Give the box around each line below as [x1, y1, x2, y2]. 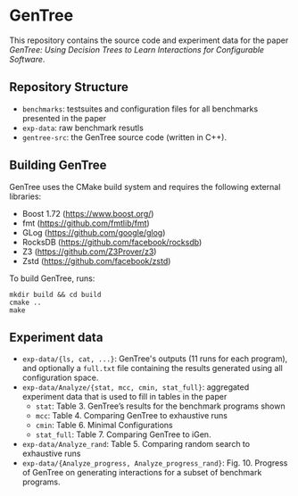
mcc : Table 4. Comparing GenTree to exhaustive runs [35, 410, 228, 421]
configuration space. [21, 372, 99, 384]
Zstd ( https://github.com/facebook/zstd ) [21, 255, 171, 266]
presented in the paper [21, 112, 107, 123]
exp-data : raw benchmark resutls [21, 122, 145, 133]
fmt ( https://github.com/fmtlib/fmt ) [21, 218, 150, 228]
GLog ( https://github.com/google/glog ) [21, 227, 166, 237]
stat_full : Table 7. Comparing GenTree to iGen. [35, 429, 211, 440]
